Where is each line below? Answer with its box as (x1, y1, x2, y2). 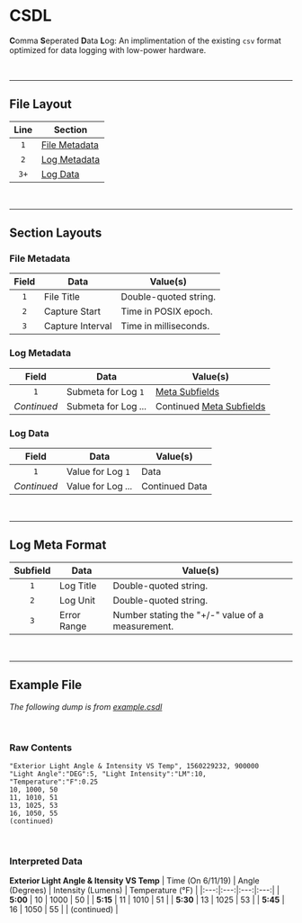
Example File (9, 677, 83, 693)
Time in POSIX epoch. (120, 305, 213, 318)
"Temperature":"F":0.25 (9, 777, 99, 786)
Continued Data (141, 480, 209, 493)
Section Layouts (9, 226, 102, 241)
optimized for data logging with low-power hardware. (9, 44, 207, 55)
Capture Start (43, 305, 102, 318)
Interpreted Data (9, 855, 84, 867)
